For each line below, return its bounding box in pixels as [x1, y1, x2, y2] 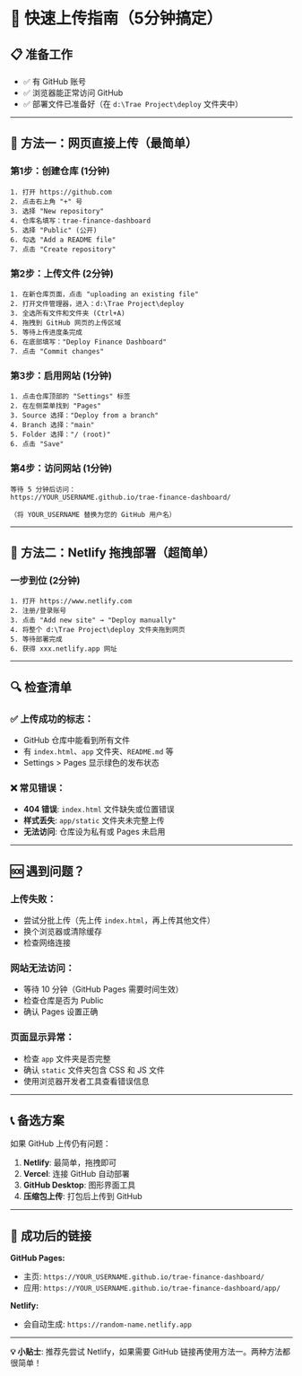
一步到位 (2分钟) [10, 574, 81, 586]
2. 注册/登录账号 [10, 607, 66, 616]
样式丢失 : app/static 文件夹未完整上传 [22, 815, 165, 826]
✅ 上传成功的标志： [10, 713, 94, 725]
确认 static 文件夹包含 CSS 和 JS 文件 [22, 1065, 165, 1075]
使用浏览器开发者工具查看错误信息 [22, 1075, 150, 1086]
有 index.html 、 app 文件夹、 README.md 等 [22, 746, 174, 757]
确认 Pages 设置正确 [22, 1006, 99, 1017]
